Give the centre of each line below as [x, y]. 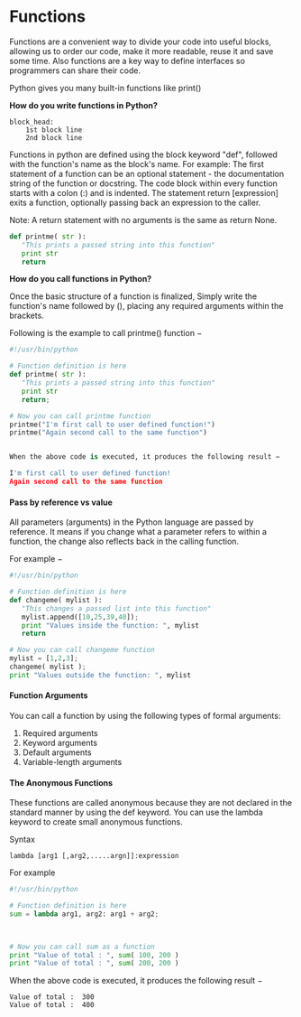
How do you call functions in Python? [81, 279]
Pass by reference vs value [61, 502]
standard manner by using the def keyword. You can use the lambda [136, 812]
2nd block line [54, 137]
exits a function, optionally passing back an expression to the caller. [135, 202]
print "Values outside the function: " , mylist [100, 675]
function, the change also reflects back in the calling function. [124, 541]
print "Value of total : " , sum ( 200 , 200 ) [94, 964]
